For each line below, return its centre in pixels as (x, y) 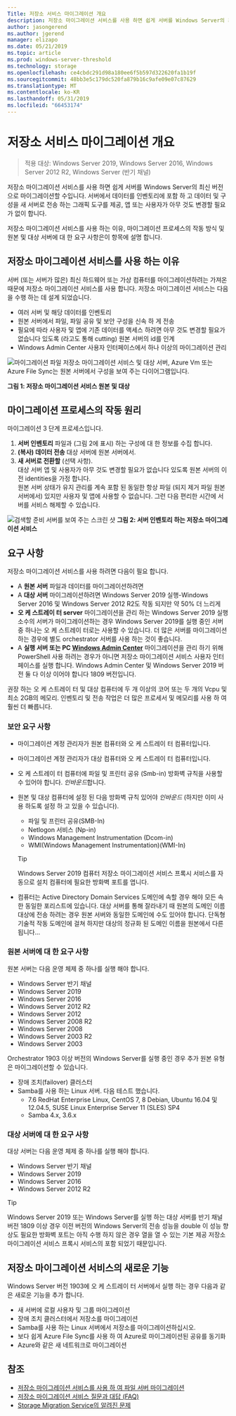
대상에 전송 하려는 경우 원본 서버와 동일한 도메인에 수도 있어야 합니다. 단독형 (122, 914)
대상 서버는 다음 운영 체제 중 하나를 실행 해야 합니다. (78, 1152)
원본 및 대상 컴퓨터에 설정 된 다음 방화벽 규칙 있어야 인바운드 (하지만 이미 (117, 797)
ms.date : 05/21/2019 (38, 46)
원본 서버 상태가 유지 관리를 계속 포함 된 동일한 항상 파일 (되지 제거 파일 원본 (122, 487)
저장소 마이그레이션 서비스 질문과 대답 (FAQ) (78, 1396)
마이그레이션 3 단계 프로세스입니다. (55, 428)
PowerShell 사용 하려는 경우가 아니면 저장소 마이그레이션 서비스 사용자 (114, 657)
